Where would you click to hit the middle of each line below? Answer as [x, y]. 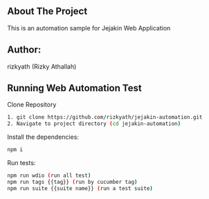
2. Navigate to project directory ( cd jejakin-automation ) [94, 124]
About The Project [47, 11]
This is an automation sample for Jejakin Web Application [89, 28]
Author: [24, 50]
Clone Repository [32, 105]
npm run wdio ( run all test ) [49, 176]
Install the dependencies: [43, 137]
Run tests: [21, 163]
